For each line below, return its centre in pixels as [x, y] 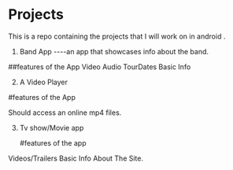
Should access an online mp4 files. [65, 113]
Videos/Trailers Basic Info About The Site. [76, 158]
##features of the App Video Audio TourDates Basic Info [100, 67]
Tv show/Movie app [52, 128]
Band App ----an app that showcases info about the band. [114, 51]
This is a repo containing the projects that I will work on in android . [117, 36]
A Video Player [44, 82]
